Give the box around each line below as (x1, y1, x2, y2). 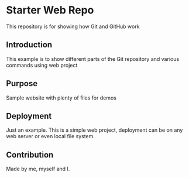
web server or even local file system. (6, 133, 95, 140)
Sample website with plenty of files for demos (6, 94, 117, 101)
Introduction (6, 40, 53, 50)
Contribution (6, 150, 54, 160)
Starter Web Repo (6, 4, 94, 17)
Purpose (6, 78, 38, 88)
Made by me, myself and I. (6, 165, 70, 173)
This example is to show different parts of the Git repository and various (6, 55, 180, 62)
